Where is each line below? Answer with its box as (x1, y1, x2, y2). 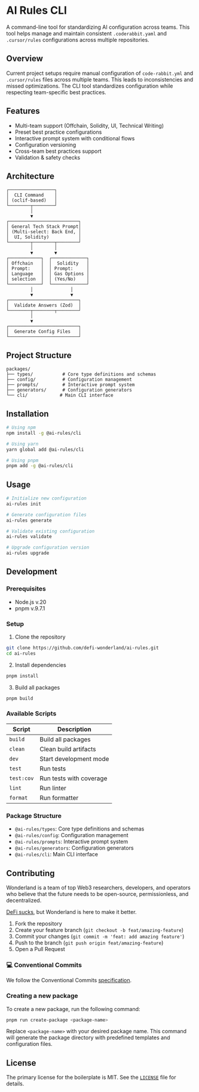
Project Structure (6, 350, 72, 360)
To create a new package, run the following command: (6, 1005, 140, 1012)
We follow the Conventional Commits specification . (6, 977, 132, 984)
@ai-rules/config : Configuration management (14, 832, 128, 839)
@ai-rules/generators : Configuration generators (14, 844, 134, 852)
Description (57, 725, 91, 733)
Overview (6, 53, 44, 64)
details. (6, 1080, 25, 1087)
